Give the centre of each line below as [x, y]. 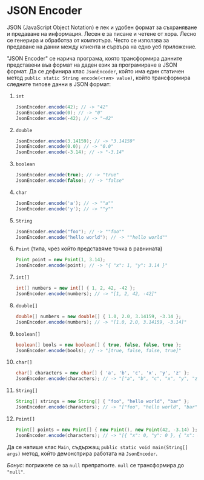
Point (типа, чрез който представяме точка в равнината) [89, 248]
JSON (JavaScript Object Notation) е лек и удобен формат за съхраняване [102, 27]
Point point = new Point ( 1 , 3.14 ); [61, 260]
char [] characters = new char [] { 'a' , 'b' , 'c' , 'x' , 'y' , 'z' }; [103, 373]
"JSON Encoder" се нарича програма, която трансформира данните [94, 58]
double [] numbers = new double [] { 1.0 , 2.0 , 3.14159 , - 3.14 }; [98, 316]
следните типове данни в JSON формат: [59, 84]
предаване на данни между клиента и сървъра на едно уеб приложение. [102, 47]
